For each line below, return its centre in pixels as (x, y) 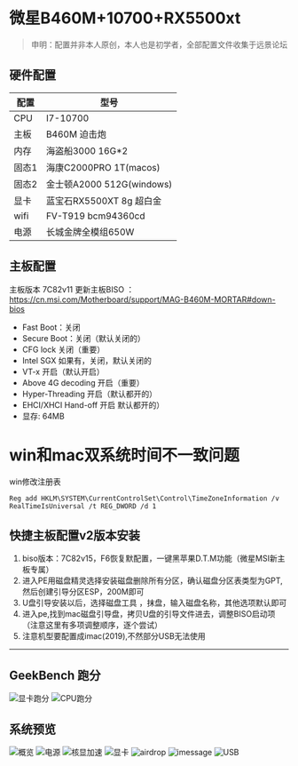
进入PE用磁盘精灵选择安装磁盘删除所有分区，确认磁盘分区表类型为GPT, (153, 581)
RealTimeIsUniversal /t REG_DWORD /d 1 (83, 506)
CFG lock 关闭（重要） (63, 349)
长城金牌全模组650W (90, 232)
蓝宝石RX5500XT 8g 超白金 (104, 201)
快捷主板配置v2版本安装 (74, 535)
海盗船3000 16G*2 (87, 150)
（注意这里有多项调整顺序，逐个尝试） (92, 625)
